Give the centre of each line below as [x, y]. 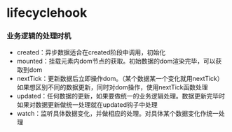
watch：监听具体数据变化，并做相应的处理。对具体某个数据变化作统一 [117, 114]
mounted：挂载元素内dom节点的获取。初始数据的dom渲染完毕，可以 [116, 61]
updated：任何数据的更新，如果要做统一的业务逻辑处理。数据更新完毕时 [121, 96]
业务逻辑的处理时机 [39, 36]
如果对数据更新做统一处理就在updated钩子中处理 [87, 105]
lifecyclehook [47, 13]
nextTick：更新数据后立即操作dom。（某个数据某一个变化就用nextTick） [120, 79]
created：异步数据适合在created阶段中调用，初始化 [91, 52]
